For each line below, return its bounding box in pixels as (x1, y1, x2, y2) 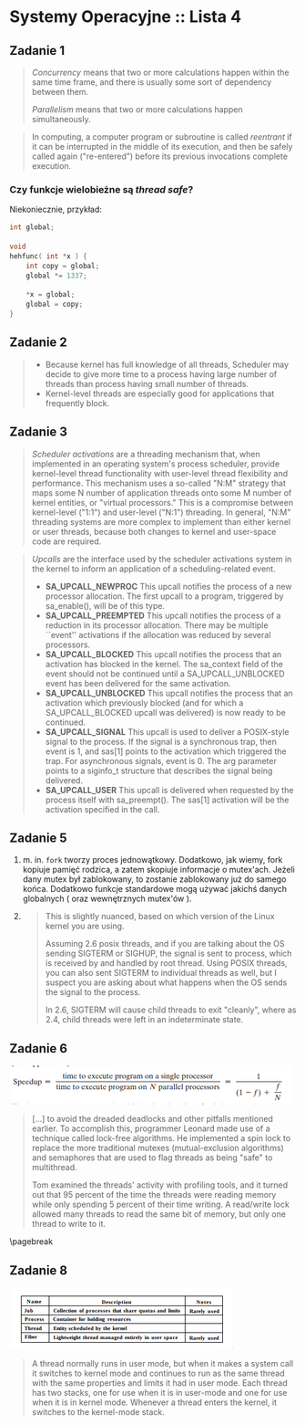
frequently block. (45, 397, 110, 408)
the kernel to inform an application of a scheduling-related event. (31, 563, 276, 574)
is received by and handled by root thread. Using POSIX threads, (45, 958, 289, 969)
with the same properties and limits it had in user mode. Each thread (31, 1378, 289, 1388)
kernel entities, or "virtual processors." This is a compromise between (31, 497, 294, 508)
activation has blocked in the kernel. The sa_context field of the (45, 658, 284, 669)
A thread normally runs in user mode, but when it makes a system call (31, 1358, 294, 1369)
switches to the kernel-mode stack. (31, 1407, 166, 1418)
